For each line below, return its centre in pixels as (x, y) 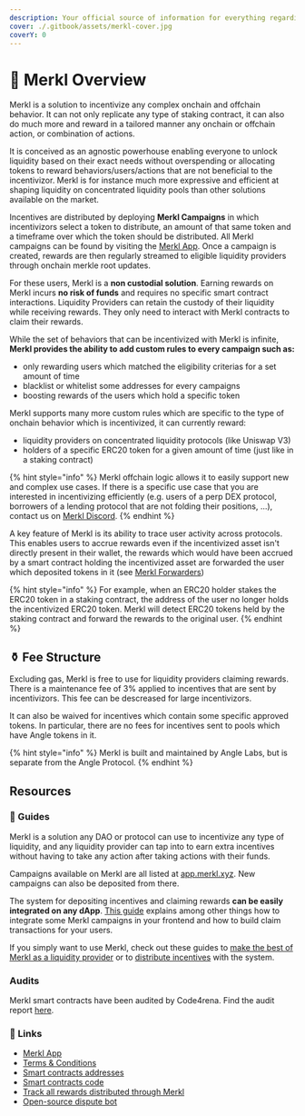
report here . (32, 1011)
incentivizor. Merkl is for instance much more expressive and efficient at (144, 180)
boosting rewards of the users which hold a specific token (131, 395)
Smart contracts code (63, 1082)
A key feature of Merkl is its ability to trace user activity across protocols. (146, 533)
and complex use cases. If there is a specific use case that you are (134, 487)
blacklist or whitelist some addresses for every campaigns (131, 386)
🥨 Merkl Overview (78, 80)
